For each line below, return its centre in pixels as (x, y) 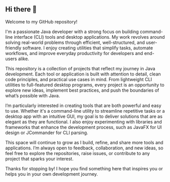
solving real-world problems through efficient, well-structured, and (75, 42)
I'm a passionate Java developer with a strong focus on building (72, 32)
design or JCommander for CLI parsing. (47, 133)
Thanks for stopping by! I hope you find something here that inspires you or (84, 168)
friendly (13, 48)
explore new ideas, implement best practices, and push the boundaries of (82, 90)
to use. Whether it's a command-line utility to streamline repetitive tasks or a (85, 111)
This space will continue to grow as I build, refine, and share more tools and (84, 142)
